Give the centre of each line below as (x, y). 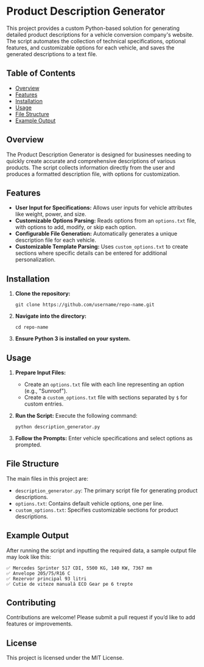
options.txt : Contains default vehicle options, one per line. (89, 503)
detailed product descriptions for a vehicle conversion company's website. (100, 34)
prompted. (28, 445)
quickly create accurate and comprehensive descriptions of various (91, 161)
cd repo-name (32, 327)
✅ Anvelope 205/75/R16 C (38, 573)
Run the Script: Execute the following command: (76, 416)
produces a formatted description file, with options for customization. (93, 174)
